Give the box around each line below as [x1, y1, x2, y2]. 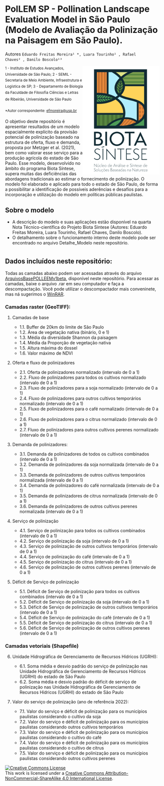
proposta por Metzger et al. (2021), [5, 145, 76, 151]
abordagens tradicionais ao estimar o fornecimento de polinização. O [5, 176, 145, 182]
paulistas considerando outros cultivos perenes [19, 756, 116, 761]
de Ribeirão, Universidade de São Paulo [5, 97, 72, 102]
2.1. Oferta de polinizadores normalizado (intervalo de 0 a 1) [19, 369, 140, 375]
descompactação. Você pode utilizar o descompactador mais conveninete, [5, 286, 157, 292]
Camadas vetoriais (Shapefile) [5, 642, 79, 649]
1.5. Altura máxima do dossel [19, 345, 77, 351]
